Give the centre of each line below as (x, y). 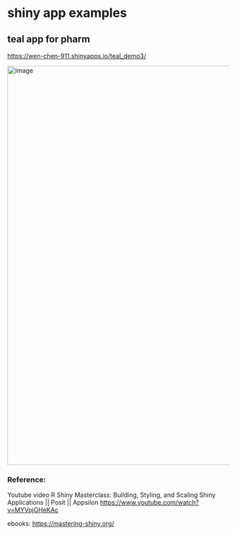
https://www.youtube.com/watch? (149, 503)
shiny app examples (67, 13)
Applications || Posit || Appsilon (53, 503)
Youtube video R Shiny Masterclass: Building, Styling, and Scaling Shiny (112, 495)
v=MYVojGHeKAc (33, 510)
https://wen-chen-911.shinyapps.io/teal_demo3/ (77, 56)
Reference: (27, 479)
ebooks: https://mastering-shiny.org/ (61, 524)
